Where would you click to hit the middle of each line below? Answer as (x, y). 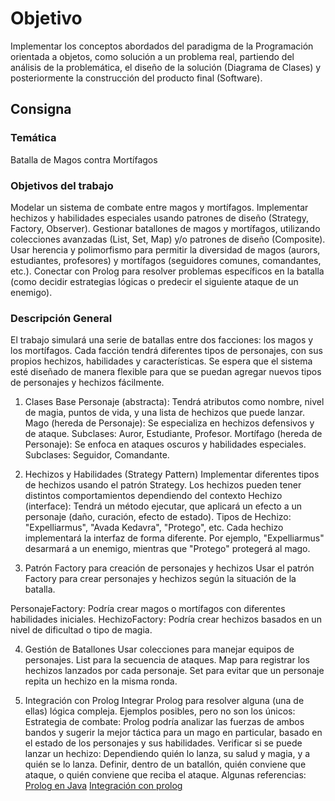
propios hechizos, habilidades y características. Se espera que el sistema (161, 361)
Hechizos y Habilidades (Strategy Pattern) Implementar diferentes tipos (172, 474)
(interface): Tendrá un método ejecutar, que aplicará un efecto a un (163, 506)
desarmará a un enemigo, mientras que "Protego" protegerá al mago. (167, 549)
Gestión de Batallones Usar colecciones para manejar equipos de (159, 649)
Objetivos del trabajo (62, 185)
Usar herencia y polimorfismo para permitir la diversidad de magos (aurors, (165, 249)
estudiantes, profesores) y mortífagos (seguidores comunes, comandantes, (166, 260)
